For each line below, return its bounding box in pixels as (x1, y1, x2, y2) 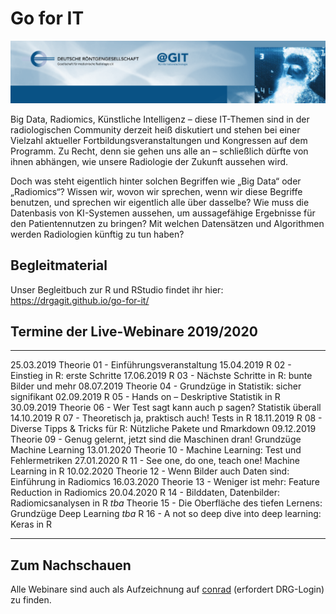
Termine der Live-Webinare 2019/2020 (10, 323, 258, 341)
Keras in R (10, 518, 53, 531)
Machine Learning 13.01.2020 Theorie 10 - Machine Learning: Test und (10, 444, 302, 456)
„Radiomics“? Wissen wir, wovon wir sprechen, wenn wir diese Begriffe (10, 185, 303, 197)
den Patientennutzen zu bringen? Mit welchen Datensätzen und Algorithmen (10, 217, 325, 229)
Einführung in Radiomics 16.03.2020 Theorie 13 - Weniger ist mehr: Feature (10, 476, 320, 488)
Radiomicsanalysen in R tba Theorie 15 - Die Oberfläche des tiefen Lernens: (10, 497, 323, 509)
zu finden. (10, 594, 52, 606)
